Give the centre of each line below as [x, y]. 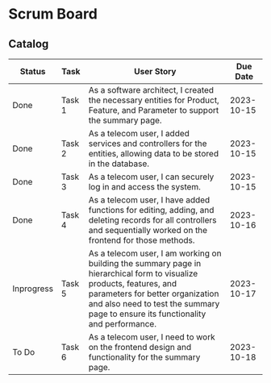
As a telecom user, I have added [149, 200]
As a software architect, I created [151, 90]
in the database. [119, 164]
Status [33, 71]
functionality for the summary [144, 357]
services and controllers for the [148, 144]
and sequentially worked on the [148, 230]
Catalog [29, 44]
